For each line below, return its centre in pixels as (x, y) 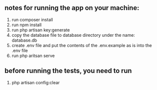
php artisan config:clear (36, 82)
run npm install (27, 25)
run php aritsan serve (33, 56)
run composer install (32, 19)
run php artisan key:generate (41, 30)
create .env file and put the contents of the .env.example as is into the (82, 45)
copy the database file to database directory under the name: (73, 35)
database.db (24, 40)
